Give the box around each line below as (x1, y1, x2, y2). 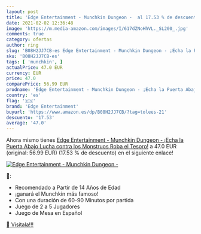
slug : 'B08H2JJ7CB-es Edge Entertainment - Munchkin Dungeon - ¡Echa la (6, 48, 191, 54)
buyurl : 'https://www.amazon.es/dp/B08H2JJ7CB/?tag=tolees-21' (6, 109, 167, 115)
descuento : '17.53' (6, 114, 55, 120)
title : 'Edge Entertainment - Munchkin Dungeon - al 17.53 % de (6, 14, 172, 20)
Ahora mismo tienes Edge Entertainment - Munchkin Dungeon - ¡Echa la (6, 136, 184, 144)
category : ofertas (6, 37, 52, 42)
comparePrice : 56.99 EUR (6, 81, 68, 87)
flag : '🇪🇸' (6, 98, 36, 104)
